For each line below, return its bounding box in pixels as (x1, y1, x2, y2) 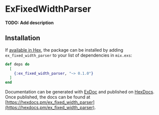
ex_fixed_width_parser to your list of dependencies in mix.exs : (5, 52, 132, 58)
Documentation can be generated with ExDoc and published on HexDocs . (5, 89, 155, 95)
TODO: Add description (5, 20, 54, 26)
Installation (5, 34, 40, 42)
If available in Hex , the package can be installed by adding (5, 47, 124, 53)
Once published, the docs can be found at (5, 94, 91, 100)
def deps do (5, 61, 30, 67)
